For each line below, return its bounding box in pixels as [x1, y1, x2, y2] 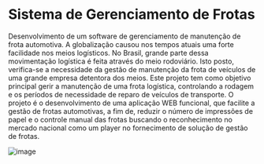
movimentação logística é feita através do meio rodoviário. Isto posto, [8, 56, 235, 66]
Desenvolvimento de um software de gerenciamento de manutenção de [8, 31, 241, 41]
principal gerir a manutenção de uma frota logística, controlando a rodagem [8, 81, 255, 91]
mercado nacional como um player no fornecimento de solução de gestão [8, 123, 248, 133]
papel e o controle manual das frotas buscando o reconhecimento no [8, 115, 232, 124]
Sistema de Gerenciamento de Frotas [8, 5, 256, 24]
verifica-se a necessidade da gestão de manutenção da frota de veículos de [8, 64, 256, 74]
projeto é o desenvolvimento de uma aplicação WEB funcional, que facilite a [8, 98, 255, 108]
